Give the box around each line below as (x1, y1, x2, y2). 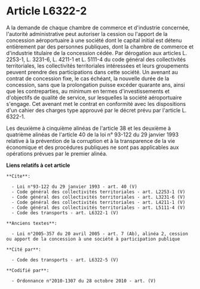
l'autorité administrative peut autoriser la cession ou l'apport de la (6, 30, 168, 37)
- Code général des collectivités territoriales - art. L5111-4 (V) (11, 205, 186, 211)
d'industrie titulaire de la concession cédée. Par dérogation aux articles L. (6, 49, 187, 56)
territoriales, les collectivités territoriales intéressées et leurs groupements (6, 62, 189, 69)
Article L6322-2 (6, 4, 87, 18)
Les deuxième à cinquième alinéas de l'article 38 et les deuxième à (6, 124, 171, 132)
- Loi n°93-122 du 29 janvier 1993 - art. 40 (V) (11, 184, 137, 190)
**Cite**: (6, 173, 31, 179)
